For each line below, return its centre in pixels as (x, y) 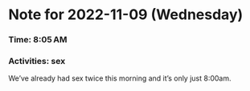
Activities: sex (37, 61)
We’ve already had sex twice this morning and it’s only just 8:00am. (120, 78)
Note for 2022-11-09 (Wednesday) (126, 15)
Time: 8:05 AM (38, 40)
